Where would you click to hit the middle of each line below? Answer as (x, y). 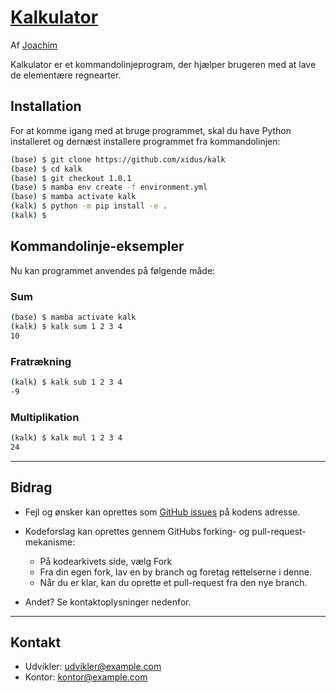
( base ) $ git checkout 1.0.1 (71, 178)
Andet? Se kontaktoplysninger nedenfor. (108, 602)
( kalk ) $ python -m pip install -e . (89, 206)
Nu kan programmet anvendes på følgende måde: (113, 270)
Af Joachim (34, 45)
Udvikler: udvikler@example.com (93, 667)
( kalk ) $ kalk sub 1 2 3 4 (66, 382)
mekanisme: (50, 542)
